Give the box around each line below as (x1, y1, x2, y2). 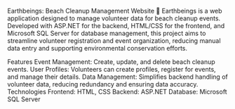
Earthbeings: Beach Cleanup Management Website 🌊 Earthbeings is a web (7, 7, 222, 15)
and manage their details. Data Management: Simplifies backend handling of (7, 72, 228, 81)
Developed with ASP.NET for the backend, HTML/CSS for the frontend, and (7, 22, 225, 30)
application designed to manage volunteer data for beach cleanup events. (7, 14, 221, 23)
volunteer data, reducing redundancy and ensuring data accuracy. (7, 80, 199, 88)
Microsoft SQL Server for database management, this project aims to (7, 29, 206, 37)
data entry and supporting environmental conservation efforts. (7, 44, 188, 52)
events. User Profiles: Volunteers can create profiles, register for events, (7, 65, 216, 73)
